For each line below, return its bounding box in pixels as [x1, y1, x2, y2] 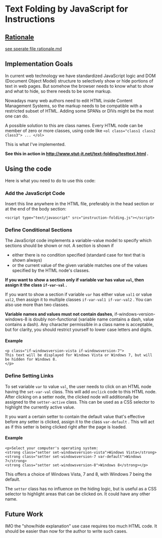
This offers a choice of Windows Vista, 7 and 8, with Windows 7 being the [5, 471, 152, 477]
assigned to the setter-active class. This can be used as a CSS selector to [5, 399, 155, 405]
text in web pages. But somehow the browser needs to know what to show [5, 83, 154, 89]
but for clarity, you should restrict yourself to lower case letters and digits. [5, 326, 152, 333]
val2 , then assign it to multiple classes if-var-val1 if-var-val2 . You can [5, 297, 152, 303]
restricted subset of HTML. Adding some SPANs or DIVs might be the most [5, 108, 154, 114]
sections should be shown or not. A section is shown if [5, 243, 114, 248]
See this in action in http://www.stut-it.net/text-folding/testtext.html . [5, 150, 149, 156]
